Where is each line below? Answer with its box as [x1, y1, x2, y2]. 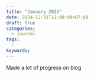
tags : [6, 36, 20, 42]
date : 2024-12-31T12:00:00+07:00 [6, 14, 89, 20]
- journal [11, 31, 35, 37]
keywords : [6, 48, 31, 54]
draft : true [6, 20, 35, 26]
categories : [6, 25, 35, 32]
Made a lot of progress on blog [6, 64, 82, 71]
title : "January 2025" [6, 8, 62, 15]
